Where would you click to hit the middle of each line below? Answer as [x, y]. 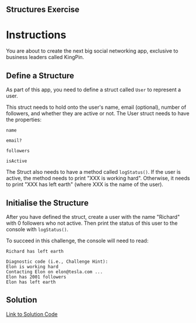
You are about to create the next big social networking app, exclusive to [92, 51]
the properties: [24, 120]
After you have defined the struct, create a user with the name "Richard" [93, 217]
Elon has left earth [31, 282]
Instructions [36, 35]
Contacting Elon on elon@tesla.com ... [55, 272]
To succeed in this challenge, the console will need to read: [77, 240]
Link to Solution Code [32, 314]
